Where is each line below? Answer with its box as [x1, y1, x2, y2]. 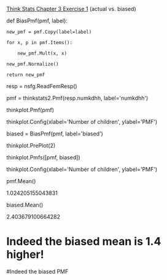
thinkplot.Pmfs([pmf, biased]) [6, 154, 81, 161]
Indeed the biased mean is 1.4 [6, 235, 161, 249]
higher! [6, 248, 44, 262]
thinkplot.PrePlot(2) [6, 142, 56, 149]
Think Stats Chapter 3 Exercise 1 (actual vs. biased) [6, 6, 136, 12]
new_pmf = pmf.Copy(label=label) [6, 29, 92, 35]
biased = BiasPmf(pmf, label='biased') [6, 130, 103, 137]
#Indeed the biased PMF [6, 268, 69, 275]
